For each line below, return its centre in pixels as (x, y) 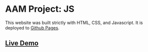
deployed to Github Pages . (32, 27)
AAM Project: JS (40, 9)
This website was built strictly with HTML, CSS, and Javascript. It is (74, 23)
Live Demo (22, 43)
